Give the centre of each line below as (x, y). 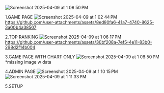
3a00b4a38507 (21, 27)
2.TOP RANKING (22, 37)
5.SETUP (14, 86)
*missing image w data (28, 62)
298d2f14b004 (20, 47)
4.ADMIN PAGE (20, 71)
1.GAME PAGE (19, 17)
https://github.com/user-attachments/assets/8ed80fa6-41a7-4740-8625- (80, 22)
